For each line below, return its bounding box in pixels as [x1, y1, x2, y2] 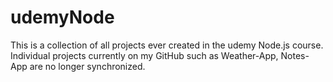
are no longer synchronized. [29, 60, 146, 72]
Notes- [280, 49, 310, 61]
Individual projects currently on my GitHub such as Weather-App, [10, 49, 279, 61]
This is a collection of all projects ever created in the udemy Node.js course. [10, 39, 324, 51]
